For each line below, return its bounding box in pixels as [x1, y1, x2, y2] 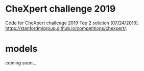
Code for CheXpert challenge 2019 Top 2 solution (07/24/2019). [5, 20, 139, 26]
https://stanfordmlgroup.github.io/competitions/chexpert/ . [5, 25, 128, 31]
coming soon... [5, 59, 37, 66]
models [5, 43, 38, 55]
